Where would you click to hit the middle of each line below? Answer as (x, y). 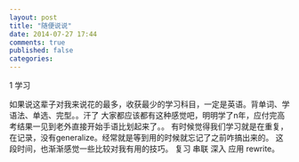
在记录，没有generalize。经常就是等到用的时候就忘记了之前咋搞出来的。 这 (146, 138)
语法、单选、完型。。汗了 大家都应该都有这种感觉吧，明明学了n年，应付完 (143, 115)
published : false (41, 51)
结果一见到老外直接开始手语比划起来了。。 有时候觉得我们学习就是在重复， (152, 126)
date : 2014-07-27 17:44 (53, 34)
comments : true (37, 42)
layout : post (33, 17)
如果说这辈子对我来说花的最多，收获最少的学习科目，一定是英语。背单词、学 (149, 104)
